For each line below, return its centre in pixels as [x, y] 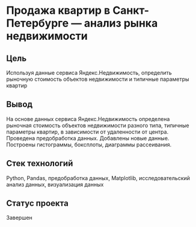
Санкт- [130, 11]
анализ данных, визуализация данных [55, 184]
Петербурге [38, 23]
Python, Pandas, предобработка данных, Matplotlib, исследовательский [98, 178]
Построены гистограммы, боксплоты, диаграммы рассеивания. [89, 145]
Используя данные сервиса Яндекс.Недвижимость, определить [89, 73]
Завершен [20, 218]
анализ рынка [121, 23]
